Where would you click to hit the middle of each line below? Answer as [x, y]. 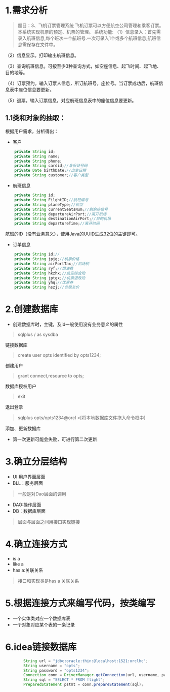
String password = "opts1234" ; [56, 670]
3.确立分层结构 [36, 462]
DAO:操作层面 [27, 505]
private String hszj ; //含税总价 [47, 288]
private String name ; [37, 156]
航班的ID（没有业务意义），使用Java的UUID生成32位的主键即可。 [73, 234]
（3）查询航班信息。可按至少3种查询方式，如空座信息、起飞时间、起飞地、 [83, 66]
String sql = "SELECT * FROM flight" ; [64, 680]
